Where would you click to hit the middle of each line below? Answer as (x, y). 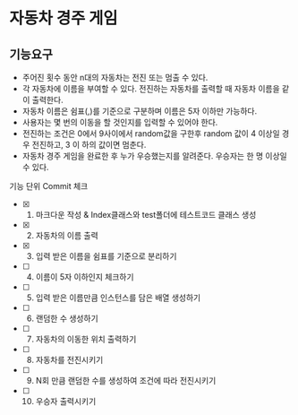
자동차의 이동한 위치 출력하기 (86, 339)
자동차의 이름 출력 (67, 235)
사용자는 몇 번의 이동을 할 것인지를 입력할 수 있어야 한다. (120, 122)
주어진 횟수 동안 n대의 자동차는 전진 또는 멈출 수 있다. (115, 78)
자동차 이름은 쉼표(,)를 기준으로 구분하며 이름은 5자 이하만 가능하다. (140, 111)
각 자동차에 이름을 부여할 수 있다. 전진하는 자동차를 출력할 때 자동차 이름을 (151, 89)
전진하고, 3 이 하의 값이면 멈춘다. (89, 145)
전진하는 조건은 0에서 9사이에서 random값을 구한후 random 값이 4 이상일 (151, 134)
